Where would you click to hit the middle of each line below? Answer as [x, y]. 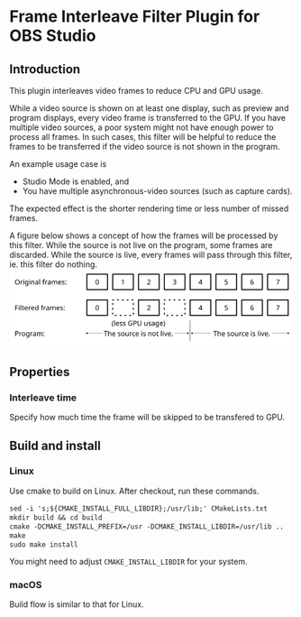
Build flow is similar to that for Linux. [77, 604]
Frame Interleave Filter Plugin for [135, 17]
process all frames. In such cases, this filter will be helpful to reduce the [143, 137]
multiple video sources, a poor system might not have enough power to [141, 127]
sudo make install [44, 544]
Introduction [45, 69]
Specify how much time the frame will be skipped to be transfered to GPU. [147, 418]
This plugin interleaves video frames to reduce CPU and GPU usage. [137, 91]
